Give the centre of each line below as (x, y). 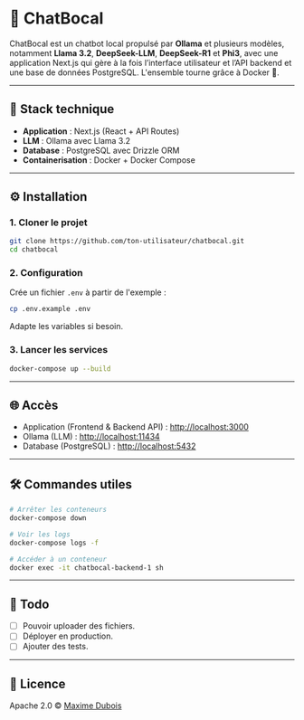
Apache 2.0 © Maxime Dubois (66, 706)
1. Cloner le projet (48, 223)
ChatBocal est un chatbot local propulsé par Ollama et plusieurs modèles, (147, 43)
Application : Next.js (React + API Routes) (101, 131)
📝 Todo (29, 604)
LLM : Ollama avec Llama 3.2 (76, 140)
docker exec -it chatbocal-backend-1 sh (87, 568)
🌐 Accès (34, 405)
